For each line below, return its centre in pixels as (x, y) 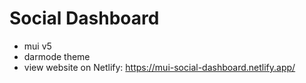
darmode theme (57, 56)
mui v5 (37, 46)
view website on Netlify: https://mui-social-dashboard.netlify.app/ (159, 67)
